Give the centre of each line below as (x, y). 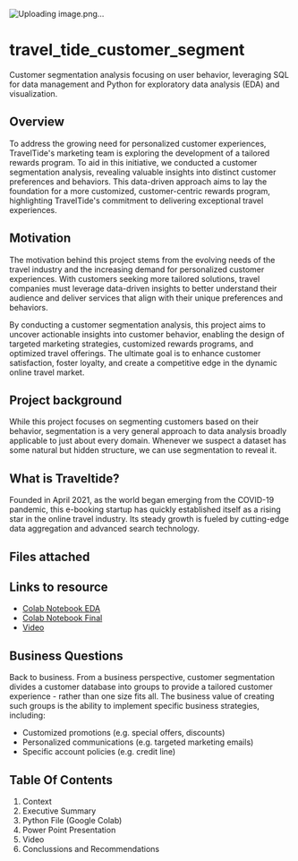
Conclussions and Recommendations (90, 849)
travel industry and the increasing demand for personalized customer (137, 269)
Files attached (50, 556)
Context (37, 802)
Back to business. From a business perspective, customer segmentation (142, 678)
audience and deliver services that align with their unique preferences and (146, 298)
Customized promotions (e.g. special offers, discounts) (123, 733)
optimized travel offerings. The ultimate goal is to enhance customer (135, 353)
